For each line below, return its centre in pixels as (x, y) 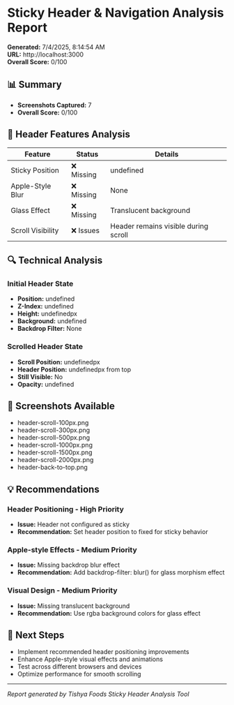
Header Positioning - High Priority (65, 509)
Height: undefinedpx (47, 314)
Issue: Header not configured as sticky (73, 524)
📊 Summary (34, 85)
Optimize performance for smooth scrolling (79, 674)
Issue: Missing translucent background (73, 606)
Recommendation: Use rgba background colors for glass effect (109, 613)
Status (87, 154)
